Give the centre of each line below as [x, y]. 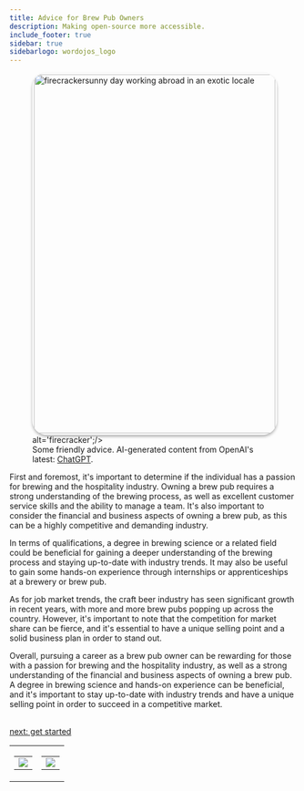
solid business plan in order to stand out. [86, 638]
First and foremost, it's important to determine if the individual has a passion [152, 477]
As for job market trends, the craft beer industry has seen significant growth [152, 600]
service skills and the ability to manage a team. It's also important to [137, 506]
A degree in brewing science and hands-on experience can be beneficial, [147, 685]
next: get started [41, 732]
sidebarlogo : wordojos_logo [63, 52]
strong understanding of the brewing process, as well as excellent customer [152, 497]
